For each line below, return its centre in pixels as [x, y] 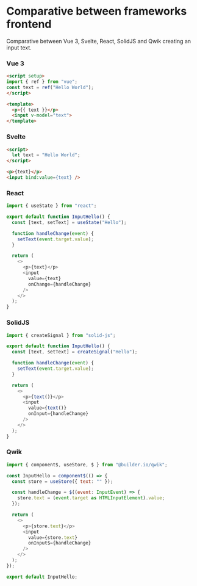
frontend [29, 24]
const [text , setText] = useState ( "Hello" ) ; [69, 222]
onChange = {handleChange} [60, 284]
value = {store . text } [53, 537]
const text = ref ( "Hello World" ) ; [50, 87]
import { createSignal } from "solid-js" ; [61, 335]
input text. [19, 48]
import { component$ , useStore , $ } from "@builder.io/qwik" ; [87, 465]
